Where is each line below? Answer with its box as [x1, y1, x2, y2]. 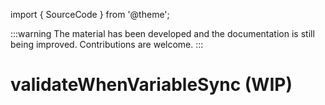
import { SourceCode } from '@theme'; [10, 9, 170, 20]
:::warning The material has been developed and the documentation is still [10, 28, 315, 39]
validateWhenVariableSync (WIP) [10, 74, 293, 96]
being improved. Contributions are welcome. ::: [10, 39, 204, 50]
